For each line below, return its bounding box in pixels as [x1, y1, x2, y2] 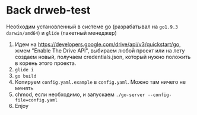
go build [14, 73, 37, 79]
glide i [14, 67, 34, 73]
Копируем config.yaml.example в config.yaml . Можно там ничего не [14, 78, 186, 86]
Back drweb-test [6, 4, 91, 17]
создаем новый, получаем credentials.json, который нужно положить [14, 53, 191, 60]
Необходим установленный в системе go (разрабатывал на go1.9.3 [6, 23, 178, 30]
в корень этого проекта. [14, 60, 77, 67]
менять [14, 84, 34, 91]
